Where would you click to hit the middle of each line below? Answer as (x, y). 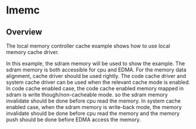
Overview (24, 32)
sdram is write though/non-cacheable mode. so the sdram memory (87, 95)
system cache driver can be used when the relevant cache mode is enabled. (98, 82)
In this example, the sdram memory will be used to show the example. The (96, 63)
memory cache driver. (33, 52)
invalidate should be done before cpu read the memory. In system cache (94, 101)
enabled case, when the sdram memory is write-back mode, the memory (94, 107)
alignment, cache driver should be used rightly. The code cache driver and (96, 76)
